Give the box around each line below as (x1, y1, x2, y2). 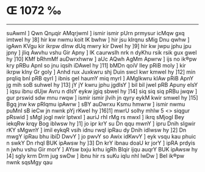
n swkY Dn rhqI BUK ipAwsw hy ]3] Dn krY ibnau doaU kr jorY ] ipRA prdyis (6, 139, 195, 146)
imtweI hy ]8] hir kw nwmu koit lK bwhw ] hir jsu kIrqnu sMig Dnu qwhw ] (6, 36, 190, 43)
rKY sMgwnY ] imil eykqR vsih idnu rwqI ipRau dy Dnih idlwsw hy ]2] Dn (6, 126, 187, 134)
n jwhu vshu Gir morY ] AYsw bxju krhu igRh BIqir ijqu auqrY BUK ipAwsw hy (6, 145, 198, 153)
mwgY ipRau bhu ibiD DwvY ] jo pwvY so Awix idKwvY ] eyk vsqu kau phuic (6, 132, 196, 140)
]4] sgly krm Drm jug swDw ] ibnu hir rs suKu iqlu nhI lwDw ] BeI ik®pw (6, 152, 185, 159)
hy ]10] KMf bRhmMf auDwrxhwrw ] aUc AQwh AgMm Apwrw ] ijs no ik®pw (6, 55, 197, 63)
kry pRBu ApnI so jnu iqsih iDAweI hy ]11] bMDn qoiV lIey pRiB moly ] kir (6, 61, 186, 69)
